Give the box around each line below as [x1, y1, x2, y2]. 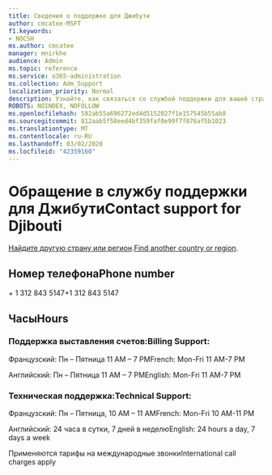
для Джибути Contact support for [8, 199, 241, 218]
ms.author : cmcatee [8, 42, 74, 50]
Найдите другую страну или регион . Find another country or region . [8, 244, 239, 253]
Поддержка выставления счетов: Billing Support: [8, 336, 210, 347]
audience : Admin [8, 57, 63, 66]
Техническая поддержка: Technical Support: [8, 390, 192, 401]
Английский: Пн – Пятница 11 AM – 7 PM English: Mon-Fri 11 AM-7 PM [8, 370, 241, 380]
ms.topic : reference [8, 65, 79, 73]
